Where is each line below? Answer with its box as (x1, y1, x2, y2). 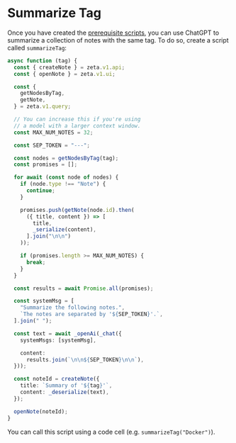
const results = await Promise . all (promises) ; (13, 285, 154, 292)
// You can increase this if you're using (13, 116, 141, 123)
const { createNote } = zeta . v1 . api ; (13, 64, 125, 71)
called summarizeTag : (7, 43, 67, 52)
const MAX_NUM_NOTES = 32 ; (13, 129, 94, 136)
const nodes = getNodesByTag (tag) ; (13, 155, 119, 162)
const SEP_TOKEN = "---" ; (13, 142, 91, 149)
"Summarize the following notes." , (20, 304, 125, 311)
